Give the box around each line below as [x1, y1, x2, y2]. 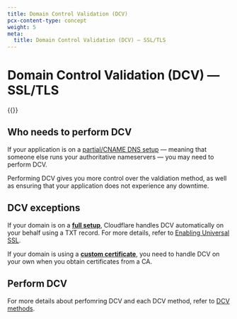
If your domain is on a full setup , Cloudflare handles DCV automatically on [7, 220, 224, 229]
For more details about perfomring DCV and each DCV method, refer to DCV [7, 296, 230, 305]
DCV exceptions [7, 202, 81, 214]
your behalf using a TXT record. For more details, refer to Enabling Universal [7, 228, 230, 237]
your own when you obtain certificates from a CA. [7, 257, 153, 266]
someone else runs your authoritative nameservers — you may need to [7, 152, 214, 161]
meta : [7, 30, 23, 38]
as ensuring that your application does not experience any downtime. [7, 181, 209, 190]
